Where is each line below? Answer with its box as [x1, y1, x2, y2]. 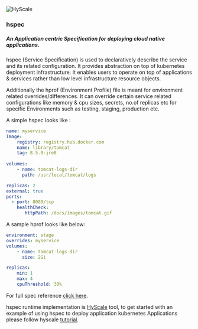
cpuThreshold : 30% [17, 281, 62, 288]
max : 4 [17, 276, 33, 282]
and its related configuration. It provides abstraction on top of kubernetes [6, 62, 185, 69]
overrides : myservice [6, 237, 60, 243]
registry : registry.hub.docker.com [17, 139, 105, 145]
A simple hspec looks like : [6, 116, 71, 123]
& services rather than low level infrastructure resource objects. [6, 74, 161, 82]
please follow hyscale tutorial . [6, 316, 79, 323]
